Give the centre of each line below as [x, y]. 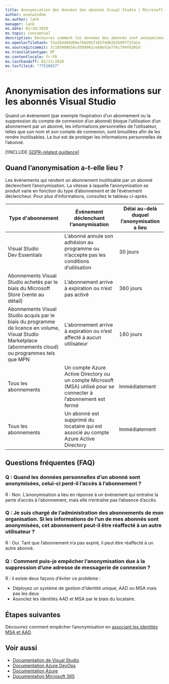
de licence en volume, [34, 328]
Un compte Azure [85, 367]
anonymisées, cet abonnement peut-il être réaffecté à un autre [83, 525]
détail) [15, 301]
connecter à [79, 392]
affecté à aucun [83, 337]
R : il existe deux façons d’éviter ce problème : [53, 578]
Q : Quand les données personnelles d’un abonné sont [73, 477]
